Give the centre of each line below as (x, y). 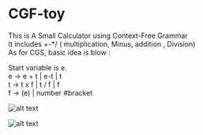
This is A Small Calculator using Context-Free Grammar (98, 36)
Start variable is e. (38, 67)
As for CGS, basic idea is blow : (59, 52)
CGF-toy (37, 14)
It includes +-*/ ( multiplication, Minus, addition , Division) (102, 43)
